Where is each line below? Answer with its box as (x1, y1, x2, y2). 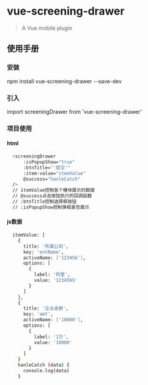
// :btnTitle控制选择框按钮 (12, 199, 77, 205)
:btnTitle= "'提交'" (22, 164, 70, 171)
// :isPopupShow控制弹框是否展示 (12, 204, 90, 210)
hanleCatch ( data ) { (18, 362, 70, 369)
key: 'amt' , (22, 311, 53, 317)
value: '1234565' (33, 277, 78, 283)
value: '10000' (33, 339, 72, 345)
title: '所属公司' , (22, 243, 69, 249)
